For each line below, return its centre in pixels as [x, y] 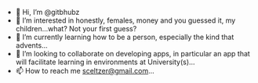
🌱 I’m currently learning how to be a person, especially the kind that [125, 37]
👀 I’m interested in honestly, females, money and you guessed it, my [125, 20]
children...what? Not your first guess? [76, 29]
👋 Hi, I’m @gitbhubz [47, 12]
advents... [32, 45]
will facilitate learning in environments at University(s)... [105, 62]
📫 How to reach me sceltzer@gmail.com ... [85, 71]
